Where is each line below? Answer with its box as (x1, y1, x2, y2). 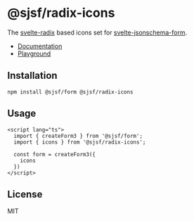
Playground (17, 49, 51, 58)
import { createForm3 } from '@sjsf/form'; (13, 132, 143, 139)
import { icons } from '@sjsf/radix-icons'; (13, 139, 146, 146)
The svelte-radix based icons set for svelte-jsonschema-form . (7, 28, 188, 37)
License (7, 188, 43, 200)
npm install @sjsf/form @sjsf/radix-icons (7, 88, 134, 96)
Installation (7, 70, 58, 82)
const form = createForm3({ (13, 151, 96, 158)
